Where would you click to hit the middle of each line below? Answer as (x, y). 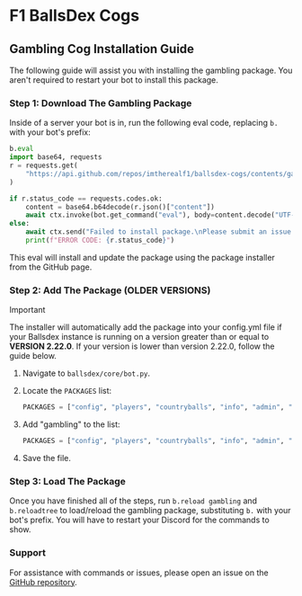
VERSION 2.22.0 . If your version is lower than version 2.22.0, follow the (142, 346)
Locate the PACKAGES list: (67, 391)
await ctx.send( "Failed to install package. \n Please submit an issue (159, 232)
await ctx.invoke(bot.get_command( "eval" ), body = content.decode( (151, 215)
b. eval (22, 149)
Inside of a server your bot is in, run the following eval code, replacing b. (144, 123)
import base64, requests (56, 157)
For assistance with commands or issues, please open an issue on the (139, 573)
